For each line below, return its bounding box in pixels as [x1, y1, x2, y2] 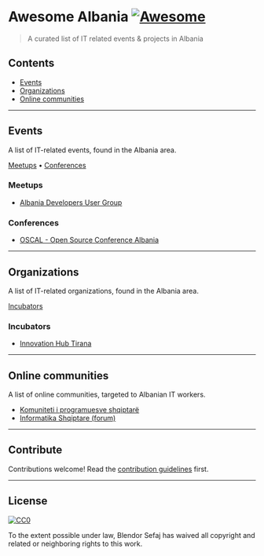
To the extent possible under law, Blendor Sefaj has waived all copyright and [8, 530, 255, 540]
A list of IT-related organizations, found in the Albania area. [8, 286, 199, 295]
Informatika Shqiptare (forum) [19, 413, 116, 423]
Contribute [8, 444, 63, 457]
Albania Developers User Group [19, 197, 123, 207]
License [8, 495, 48, 508]
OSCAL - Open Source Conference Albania [19, 236, 159, 245]
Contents [8, 57, 55, 70]
